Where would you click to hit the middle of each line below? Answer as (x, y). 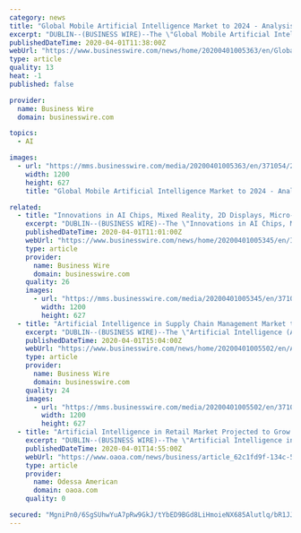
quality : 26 (47, 282)
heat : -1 (26, 76)
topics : (24, 133)
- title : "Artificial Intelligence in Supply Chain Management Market (152, 323)
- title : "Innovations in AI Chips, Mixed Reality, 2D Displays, (142, 216)
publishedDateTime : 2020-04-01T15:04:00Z (103, 340)
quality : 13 (31, 68)
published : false (42, 84)
